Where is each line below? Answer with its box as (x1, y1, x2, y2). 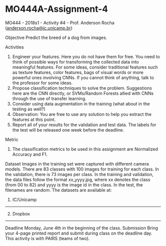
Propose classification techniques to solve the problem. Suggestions (12, 85, 152, 91)
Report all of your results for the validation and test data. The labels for (12, 122, 157, 128)
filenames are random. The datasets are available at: (5, 187, 112, 193)
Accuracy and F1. (12, 151, 48, 157)
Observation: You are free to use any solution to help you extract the (12, 111, 152, 117)
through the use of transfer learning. (12, 95, 86, 102)
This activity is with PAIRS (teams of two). (5, 235, 90, 241)
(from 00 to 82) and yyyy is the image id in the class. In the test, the (5, 181, 143, 188)
